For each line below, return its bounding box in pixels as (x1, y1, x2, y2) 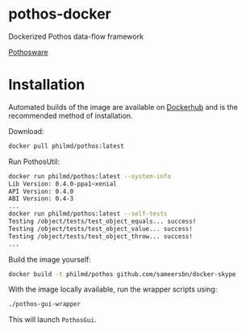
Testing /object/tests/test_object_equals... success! (8, 217, 197, 225)
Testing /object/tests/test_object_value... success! (8, 224, 194, 233)
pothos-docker (8, 5, 111, 23)
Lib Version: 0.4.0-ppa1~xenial (8, 179, 117, 188)
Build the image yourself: (8, 254, 91, 264)
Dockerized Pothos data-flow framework (8, 31, 144, 41)
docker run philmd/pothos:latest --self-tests (8, 210, 168, 218)
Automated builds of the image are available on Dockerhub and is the (8, 102, 238, 111)
